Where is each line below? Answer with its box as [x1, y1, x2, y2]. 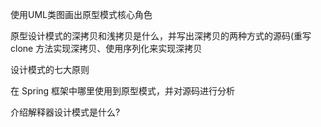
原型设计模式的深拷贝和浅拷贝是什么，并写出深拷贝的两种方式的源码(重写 [10, 30, 312, 42]
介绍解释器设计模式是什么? [10, 106, 121, 118]
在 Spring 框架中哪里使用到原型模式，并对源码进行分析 [10, 85, 236, 97]
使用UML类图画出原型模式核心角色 [10, 9, 153, 20]
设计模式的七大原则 [10, 64, 90, 75]
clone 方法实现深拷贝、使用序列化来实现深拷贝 [10, 43, 203, 54]
